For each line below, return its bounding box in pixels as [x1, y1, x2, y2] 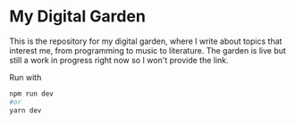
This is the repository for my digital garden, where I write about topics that [9, 36, 282, 46]
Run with [9, 71, 42, 82]
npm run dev [9, 89, 54, 98]
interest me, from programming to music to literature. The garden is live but [9, 45, 286, 55]
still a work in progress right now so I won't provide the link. [9, 54, 230, 65]
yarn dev [9, 105, 42, 115]
